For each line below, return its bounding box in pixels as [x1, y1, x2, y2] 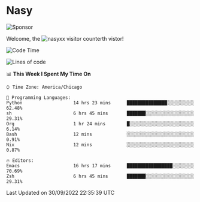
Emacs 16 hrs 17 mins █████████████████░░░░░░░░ [6, 162, 195, 168]
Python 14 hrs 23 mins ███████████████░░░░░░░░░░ [6, 100, 195, 105]
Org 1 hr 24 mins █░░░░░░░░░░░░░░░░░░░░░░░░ [6, 120, 195, 126]
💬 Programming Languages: [6, 94, 71, 101]
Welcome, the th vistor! [6, 35, 124, 42]
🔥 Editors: [6, 157, 34, 164]
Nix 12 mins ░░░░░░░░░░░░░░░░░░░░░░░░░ [6, 141, 195, 147]
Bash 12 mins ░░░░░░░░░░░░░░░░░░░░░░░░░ [6, 131, 195, 137]
